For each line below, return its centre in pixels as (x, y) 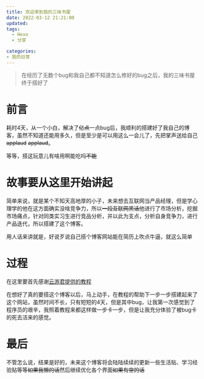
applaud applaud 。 (30, 143)
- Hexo (20, 35)
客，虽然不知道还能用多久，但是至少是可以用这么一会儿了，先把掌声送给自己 (102, 135)
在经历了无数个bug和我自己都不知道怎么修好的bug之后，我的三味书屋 (108, 75)
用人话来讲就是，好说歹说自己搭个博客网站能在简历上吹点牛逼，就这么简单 (99, 236)
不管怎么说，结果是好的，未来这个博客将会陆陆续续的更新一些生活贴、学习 (99, 362)
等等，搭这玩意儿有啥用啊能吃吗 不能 (52, 155)
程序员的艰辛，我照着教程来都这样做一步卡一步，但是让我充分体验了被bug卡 (102, 310)
